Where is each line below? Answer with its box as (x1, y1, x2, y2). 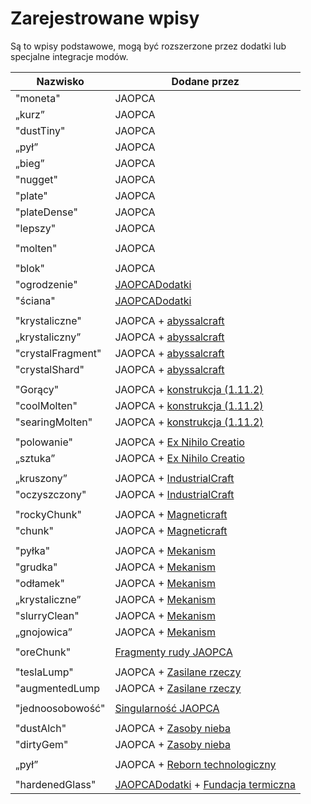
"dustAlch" (15, 721, 67, 735)
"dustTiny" (15, 123, 66, 137)
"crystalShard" (15, 362, 85, 376)
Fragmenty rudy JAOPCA (114, 645, 233, 659)
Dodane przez (171, 74, 240, 88)
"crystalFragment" (15, 346, 102, 360)
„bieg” (15, 156, 45, 170)
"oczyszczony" (15, 487, 87, 501)
